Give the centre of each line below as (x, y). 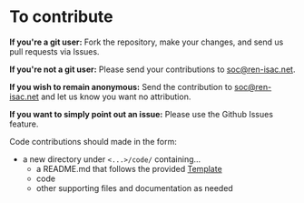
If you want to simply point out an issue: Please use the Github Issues (142, 114)
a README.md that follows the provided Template (129, 168)
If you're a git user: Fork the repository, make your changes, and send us (147, 42)
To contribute (61, 17)
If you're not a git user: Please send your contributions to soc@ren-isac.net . (152, 69)
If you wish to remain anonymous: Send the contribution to (121, 86)
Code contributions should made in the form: (93, 141)
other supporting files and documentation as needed (134, 188)
